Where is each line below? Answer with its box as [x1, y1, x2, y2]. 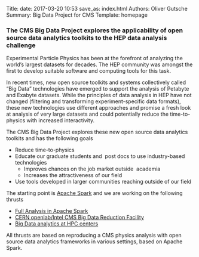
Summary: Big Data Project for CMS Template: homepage [6, 11, 148, 18]
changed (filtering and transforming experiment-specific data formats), [6, 98, 181, 105]
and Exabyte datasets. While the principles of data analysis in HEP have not [6, 92, 192, 99]
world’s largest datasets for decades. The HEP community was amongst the [6, 61, 193, 68]
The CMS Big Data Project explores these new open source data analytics [6, 128, 188, 136]
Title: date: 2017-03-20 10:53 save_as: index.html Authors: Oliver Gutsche [6, 5, 188, 12]
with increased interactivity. [26, 117, 94, 124]
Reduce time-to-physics [14, 146, 75, 154]
